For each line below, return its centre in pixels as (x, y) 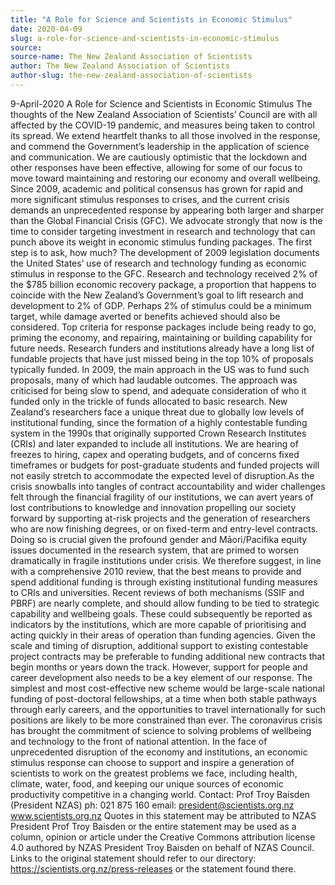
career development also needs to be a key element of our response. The (161, 677)
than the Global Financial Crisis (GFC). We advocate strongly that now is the (166, 220)
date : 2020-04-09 (46, 29)
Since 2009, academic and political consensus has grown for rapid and (157, 188)
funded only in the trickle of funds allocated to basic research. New (149, 401)
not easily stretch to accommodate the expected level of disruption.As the (162, 475)
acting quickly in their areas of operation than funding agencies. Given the (163, 635)
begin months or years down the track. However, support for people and (159, 667)
